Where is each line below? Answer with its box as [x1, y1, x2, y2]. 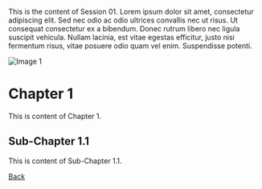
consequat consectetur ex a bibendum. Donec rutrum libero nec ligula [8, 24, 240, 33]
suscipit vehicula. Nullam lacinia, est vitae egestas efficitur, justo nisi [8, 32, 235, 42]
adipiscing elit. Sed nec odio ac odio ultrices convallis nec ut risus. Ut [8, 15, 239, 25]
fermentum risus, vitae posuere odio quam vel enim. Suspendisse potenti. [8, 41, 252, 51]
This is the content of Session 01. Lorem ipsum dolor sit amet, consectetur [8, 7, 255, 16]
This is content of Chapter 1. [8, 111, 102, 121]
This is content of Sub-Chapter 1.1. [8, 156, 122, 166]
